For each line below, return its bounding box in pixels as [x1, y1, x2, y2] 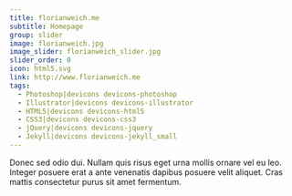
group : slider [9, 30, 64, 39]
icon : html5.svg [9, 65, 71, 74]
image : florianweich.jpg [9, 38, 104, 48]
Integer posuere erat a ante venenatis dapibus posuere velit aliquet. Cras [9, 166, 283, 178]
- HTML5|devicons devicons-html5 [17, 107, 145, 116]
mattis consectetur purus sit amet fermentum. [9, 176, 182, 187]
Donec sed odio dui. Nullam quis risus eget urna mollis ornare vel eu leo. [9, 157, 282, 168]
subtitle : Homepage [9, 22, 84, 31]
